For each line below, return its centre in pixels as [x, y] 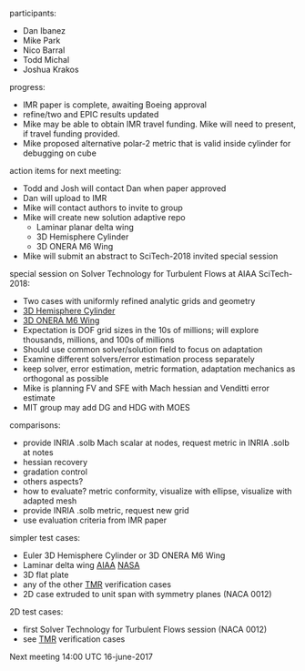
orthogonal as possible [66, 378]
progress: [27, 87]
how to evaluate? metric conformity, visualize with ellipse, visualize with [158, 491]
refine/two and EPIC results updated [91, 114]
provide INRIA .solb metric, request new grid [106, 510]
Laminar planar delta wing [85, 227]
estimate [39, 398]
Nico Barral [44, 50]
